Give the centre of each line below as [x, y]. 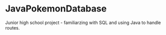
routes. [13, 27]
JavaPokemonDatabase [56, 9]
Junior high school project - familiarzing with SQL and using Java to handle [83, 22]
